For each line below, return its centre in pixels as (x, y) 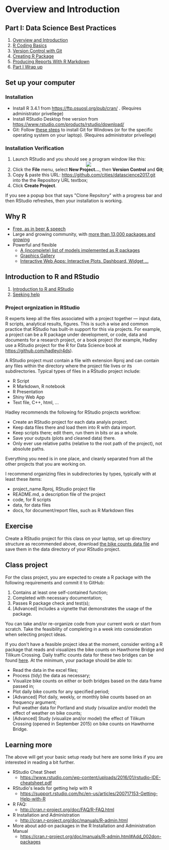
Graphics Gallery (38, 256)
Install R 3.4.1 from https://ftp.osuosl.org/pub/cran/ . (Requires (77, 108)
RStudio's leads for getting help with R (52, 788)
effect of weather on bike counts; (47, 713)
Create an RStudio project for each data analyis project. (70, 422)
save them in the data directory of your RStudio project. (63, 549)
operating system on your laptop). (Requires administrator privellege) (84, 135)
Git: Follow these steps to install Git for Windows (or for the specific (82, 129)
